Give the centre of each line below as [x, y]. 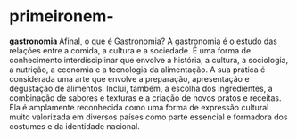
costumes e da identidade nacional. [74, 126]
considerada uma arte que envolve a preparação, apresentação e [129, 78]
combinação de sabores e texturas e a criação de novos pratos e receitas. [146, 98]
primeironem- [62, 16]
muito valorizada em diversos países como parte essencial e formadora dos [148, 117]
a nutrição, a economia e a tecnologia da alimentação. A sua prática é [137, 69]
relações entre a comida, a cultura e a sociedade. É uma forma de [130, 50]
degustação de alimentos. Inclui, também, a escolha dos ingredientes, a [141, 88]
